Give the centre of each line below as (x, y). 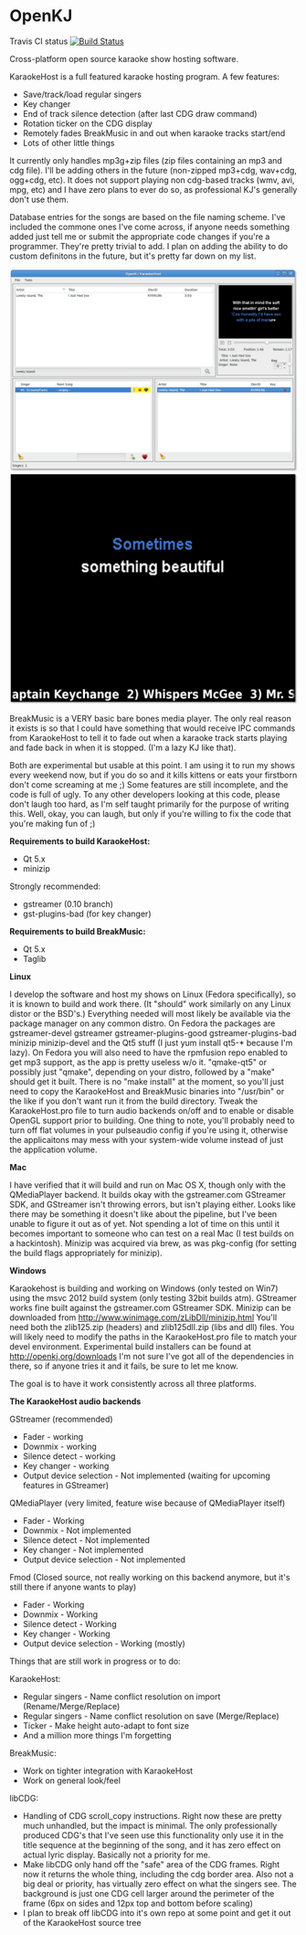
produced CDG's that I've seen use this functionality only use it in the (153, 1835)
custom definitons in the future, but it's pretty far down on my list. (133, 256)
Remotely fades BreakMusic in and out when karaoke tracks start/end (154, 132)
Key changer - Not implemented (83, 1550)
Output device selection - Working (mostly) (104, 1644)
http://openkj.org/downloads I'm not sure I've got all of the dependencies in (152, 1357)
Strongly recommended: (55, 886)
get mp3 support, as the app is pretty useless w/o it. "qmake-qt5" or (138, 1063)
